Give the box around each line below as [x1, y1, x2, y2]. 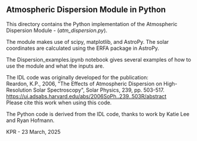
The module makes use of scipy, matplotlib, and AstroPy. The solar [6, 38, 169, 45]
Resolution [6, 86, 33, 94]
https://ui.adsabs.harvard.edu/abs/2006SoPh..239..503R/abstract [6, 92, 167, 100]
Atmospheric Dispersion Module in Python [6, 5, 166, 15]
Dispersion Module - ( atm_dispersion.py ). [6, 27, 108, 34]
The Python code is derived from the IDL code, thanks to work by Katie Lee [6, 110, 190, 117]
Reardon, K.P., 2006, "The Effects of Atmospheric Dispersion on [6, 80, 163, 87]
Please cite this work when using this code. [6, 99, 112, 106]
